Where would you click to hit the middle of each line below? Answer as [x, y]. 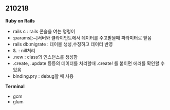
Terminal [15, 86]
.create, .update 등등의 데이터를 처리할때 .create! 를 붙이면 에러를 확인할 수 [89, 63]
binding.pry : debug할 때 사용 [43, 76]
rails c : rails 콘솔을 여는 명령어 [44, 31]
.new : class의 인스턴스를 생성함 [45, 57]
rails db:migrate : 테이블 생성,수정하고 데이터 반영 [63, 44]
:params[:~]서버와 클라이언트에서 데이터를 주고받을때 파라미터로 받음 [82, 37]
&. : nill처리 [24, 50]
